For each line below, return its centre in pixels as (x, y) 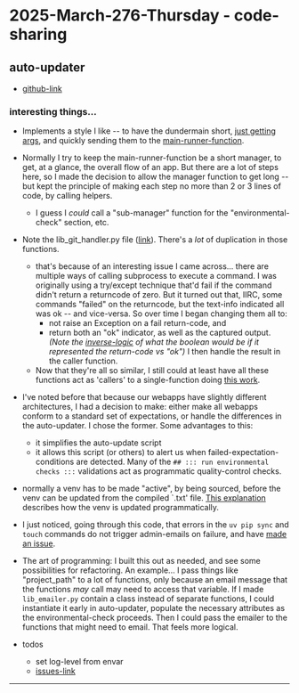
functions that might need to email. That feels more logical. (130, 627)
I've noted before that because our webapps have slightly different (144, 397)
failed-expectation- (243, 452)
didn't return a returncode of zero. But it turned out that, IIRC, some (159, 295)
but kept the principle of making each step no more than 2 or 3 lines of (152, 186)
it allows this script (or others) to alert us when (121, 452)
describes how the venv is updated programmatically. (121, 508)
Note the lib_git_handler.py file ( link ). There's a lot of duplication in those (155, 240)
